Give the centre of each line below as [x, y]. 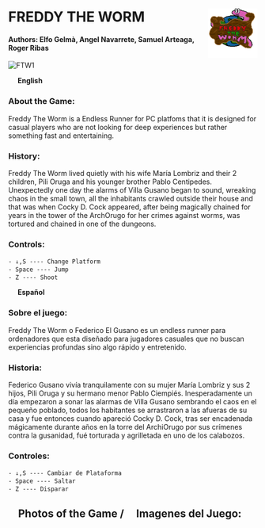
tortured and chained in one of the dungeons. [82, 224]
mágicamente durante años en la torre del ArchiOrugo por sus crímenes [125, 427]
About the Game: [42, 101]
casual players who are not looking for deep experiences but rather [118, 127]
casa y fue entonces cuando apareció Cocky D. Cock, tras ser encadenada [131, 418]
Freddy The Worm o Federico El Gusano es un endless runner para [117, 330]
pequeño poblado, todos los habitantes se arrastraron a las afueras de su [128, 410]
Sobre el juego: [38, 313]
